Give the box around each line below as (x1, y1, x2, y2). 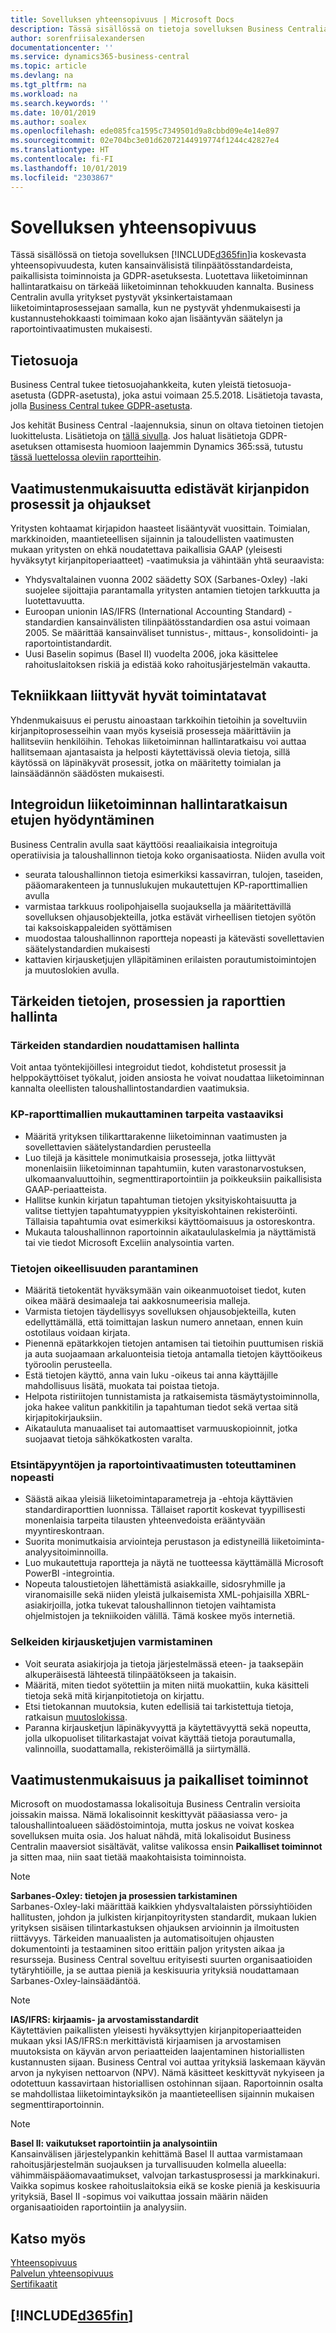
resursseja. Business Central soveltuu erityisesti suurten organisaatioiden (10, 1954, 313, 1966)
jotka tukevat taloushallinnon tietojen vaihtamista (75, 1599, 277, 1611)
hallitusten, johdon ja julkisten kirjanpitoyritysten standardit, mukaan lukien (10, 1911, 317, 1923)
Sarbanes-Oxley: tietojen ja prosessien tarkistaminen (10, 1890, 238, 1902)
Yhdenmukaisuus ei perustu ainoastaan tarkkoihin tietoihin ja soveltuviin (10, 714, 308, 726)
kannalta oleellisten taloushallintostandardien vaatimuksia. (10, 1082, 250, 1095)
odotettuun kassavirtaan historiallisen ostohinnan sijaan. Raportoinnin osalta (10, 2077, 324, 2090)
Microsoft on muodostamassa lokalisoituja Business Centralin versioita (10, 1798, 301, 1810)
